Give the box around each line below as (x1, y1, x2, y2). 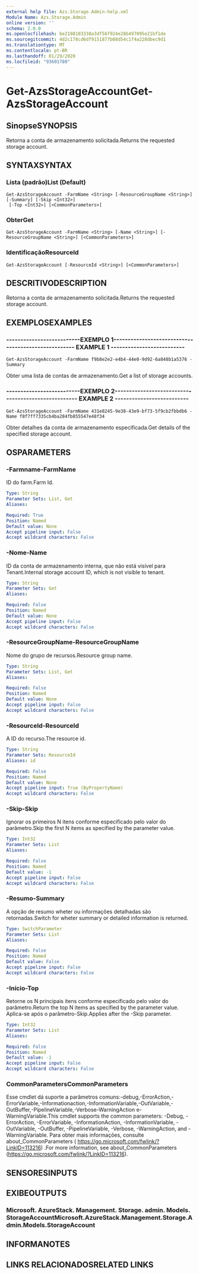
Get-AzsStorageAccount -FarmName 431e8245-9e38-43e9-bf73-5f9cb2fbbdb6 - (6, 408, 193, 414)
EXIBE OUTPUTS (6, 1188, 67, 1198)
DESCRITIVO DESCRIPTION (6, 278, 107, 288)
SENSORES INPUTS (6, 1168, 78, 1178)
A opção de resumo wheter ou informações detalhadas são (6, 908, 151, 915)
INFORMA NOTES (6, 1239, 70, 1250)
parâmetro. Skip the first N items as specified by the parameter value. (6, 825, 175, 832)
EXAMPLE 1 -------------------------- (75, 343, 185, 351)
